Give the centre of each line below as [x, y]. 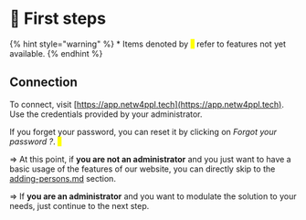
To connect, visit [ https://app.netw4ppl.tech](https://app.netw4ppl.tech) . [147, 104]
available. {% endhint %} [56, 53]
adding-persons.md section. [63, 178]
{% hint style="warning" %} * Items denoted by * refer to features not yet [148, 44]
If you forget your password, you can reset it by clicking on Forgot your [143, 131]
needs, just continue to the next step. [79, 205]
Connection [43, 83]
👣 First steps [58, 19]
